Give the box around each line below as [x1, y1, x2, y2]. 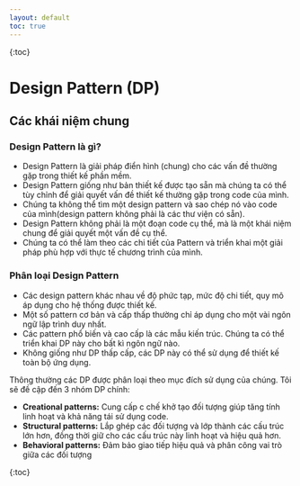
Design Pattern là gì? [9, 140, 101, 153]
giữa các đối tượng [22, 449, 93, 460]
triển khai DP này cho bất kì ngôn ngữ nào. [22, 337, 181, 348]
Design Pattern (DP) [9, 77, 160, 98]
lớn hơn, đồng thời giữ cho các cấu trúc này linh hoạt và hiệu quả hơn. [22, 429, 281, 441]
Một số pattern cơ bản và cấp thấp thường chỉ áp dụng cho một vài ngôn [22, 309, 292, 319]
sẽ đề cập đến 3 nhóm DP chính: [9, 383, 130, 394]
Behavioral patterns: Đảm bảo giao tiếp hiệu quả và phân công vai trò [22, 439, 283, 450]
